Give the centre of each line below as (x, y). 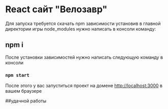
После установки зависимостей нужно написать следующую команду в (84, 57)
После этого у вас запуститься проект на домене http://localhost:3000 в (84, 86)
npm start (17, 75)
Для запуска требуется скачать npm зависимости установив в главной (83, 23)
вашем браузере (24, 91)
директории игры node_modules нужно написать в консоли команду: (81, 29)
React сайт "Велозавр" (57, 9)
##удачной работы (26, 101)
